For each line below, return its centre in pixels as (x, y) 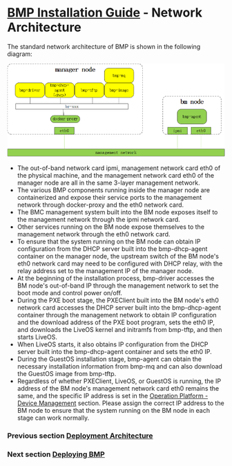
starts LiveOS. (37, 337)
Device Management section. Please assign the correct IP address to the (120, 403)
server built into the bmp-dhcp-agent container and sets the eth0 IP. (114, 351)
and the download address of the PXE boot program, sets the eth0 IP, (116, 322)
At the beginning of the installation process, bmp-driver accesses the (116, 278)
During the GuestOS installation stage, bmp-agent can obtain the (109, 359)
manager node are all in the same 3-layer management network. (108, 183)
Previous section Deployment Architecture (80, 436)
